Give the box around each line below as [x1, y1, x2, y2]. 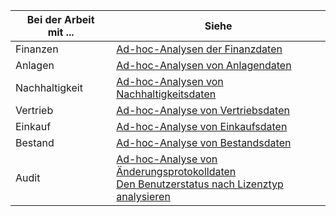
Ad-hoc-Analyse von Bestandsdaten [116, 136, 292, 149]
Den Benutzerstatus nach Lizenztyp [116, 177, 284, 191]
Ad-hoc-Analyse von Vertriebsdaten [116, 104, 290, 117]
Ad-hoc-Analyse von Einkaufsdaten [116, 120, 288, 133]
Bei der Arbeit [26, 13, 95, 26]
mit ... [47, 25, 75, 39]
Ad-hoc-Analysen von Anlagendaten [116, 59, 292, 72]
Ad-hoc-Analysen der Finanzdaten [116, 42, 283, 56]
